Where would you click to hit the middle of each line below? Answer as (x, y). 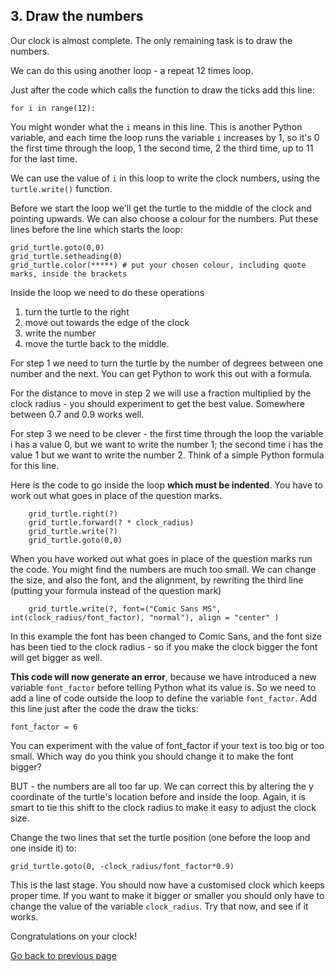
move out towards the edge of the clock (107, 322)
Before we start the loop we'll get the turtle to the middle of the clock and (161, 208)
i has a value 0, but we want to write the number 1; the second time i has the (167, 444)
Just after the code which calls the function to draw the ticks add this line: (162, 90)
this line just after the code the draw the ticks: (104, 708)
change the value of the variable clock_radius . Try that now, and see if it (159, 906)
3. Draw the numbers (77, 16)
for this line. (35, 465)
